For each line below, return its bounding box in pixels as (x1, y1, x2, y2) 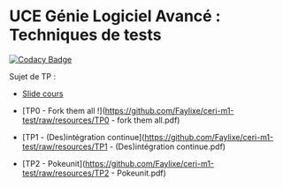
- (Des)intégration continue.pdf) (109, 141, 226, 152)
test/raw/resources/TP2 (21, 168, 110, 178)
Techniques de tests (9, 25, 162, 45)
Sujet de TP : (9, 71, 56, 81)
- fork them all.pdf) (111, 115, 180, 125)
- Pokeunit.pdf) (111, 168, 166, 178)
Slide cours (21, 88, 64, 99)
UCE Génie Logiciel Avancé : (9, 6, 221, 26)
